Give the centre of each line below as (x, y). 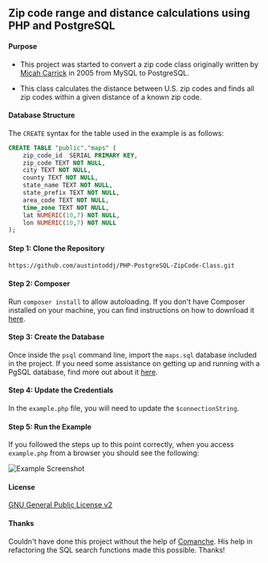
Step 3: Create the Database (56, 337)
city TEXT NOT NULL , (57, 171)
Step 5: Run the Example (50, 426)
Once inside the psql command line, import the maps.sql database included (132, 355)
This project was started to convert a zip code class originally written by (139, 64)
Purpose (23, 46)
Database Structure (42, 115)
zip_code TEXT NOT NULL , (64, 163)
